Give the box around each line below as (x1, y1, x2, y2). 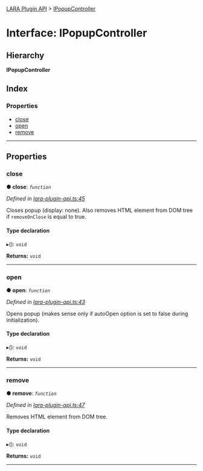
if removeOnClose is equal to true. (6, 213, 86, 220)
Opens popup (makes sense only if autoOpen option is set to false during (6, 310, 188, 317)
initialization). (6, 316, 40, 324)
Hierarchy (6, 50, 45, 60)
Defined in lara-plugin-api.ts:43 (6, 298, 86, 306)
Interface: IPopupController (6, 27, 147, 40)
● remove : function (6, 389, 57, 397)
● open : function (6, 286, 50, 293)
